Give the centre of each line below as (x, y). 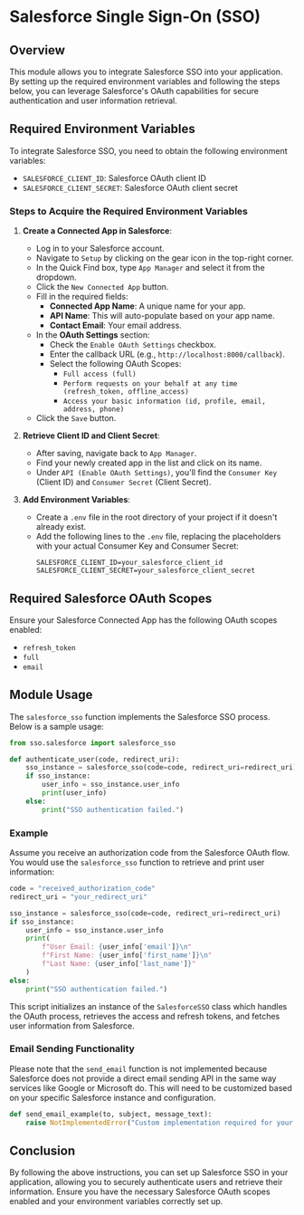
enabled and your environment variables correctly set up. (116, 1201)
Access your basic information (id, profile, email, (165, 402)
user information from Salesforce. (72, 1026)
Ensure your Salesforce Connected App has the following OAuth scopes (143, 620)
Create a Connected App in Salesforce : (97, 231)
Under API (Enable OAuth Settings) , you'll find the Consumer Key (157, 473)
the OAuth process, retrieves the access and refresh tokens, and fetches (145, 1016)
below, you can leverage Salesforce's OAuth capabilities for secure (134, 91)
